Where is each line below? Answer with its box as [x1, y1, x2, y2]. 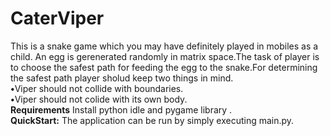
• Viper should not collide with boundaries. [10, 82, 184, 94]
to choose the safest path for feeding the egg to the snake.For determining [10, 61, 318, 73]
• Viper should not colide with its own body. [10, 93, 188, 105]
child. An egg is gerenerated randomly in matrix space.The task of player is [10, 50, 320, 62]
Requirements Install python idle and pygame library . [10, 103, 233, 116]
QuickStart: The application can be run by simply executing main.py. [10, 114, 295, 126]
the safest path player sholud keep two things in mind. [10, 72, 234, 84]
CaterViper [10, 7, 105, 30]
